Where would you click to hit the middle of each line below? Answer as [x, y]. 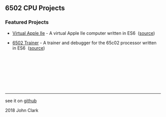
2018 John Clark [22, 110]
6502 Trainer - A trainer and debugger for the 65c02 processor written [84, 43]
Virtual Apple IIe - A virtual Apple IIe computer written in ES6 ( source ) [83, 33]
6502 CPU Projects [35, 8]
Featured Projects [27, 22]
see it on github [21, 101]
